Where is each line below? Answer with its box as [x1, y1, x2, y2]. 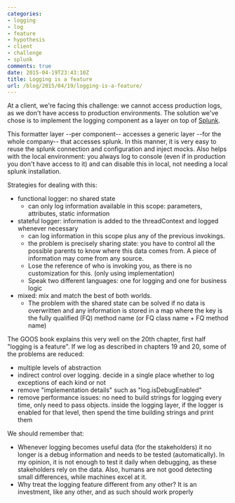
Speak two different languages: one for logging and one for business [27, 277, 227, 285]
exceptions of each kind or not [17, 379, 107, 387]
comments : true [7, 63, 52, 70]
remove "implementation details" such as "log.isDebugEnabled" [17, 386, 202, 394]
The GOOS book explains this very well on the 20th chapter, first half [7, 335, 206, 344]
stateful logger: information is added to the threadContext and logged [17, 217, 219, 226]
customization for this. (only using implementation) [27, 269, 175, 277]
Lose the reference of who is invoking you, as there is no [27, 261, 192, 270]
